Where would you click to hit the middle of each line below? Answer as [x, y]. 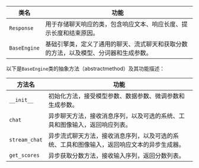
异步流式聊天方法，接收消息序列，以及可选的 [111, 136]
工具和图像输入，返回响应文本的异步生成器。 [123, 145]
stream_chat [26, 140]
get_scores [24, 155]
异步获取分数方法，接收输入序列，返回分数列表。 [117, 156]
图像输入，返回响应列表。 [96, 125]
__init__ [21, 100]
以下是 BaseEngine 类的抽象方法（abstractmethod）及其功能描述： [85, 68]
